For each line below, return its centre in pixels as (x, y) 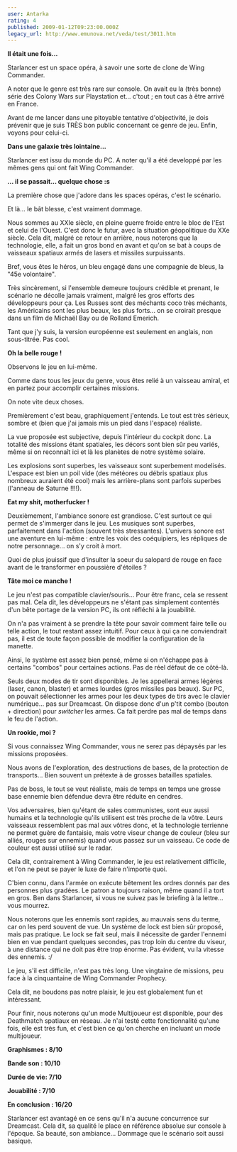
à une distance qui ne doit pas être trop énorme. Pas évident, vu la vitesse (116, 949)
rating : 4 (22, 21)
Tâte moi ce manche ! (40, 581)
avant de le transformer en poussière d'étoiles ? (77, 567)
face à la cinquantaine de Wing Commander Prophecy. (87, 978)
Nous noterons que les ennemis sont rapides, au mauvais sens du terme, (114, 919)
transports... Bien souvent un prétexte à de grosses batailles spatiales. (110, 775)
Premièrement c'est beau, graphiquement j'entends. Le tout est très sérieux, (119, 416)
